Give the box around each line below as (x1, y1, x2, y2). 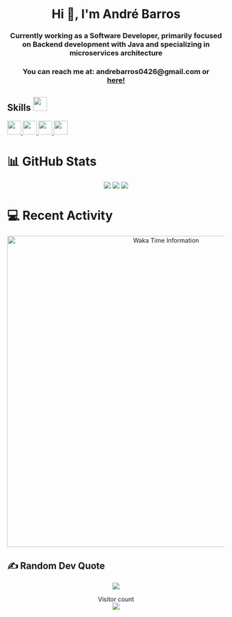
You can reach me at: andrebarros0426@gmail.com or (22, 67, 210, 77)
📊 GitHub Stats (7, 154, 97, 169)
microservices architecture (69, 48, 163, 58)
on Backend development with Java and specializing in (21, 39, 211, 49)
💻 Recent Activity (7, 208, 113, 223)
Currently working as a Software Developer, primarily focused (10, 31, 222, 41)
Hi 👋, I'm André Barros (51, 6, 181, 22)
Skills (7, 102, 31, 113)
